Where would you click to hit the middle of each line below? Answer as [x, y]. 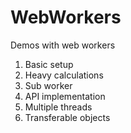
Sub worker [48, 85]
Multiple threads [58, 107]
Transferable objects [67, 117]
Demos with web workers [63, 45]
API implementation [65, 96]
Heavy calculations [64, 75]
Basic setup [49, 64]
